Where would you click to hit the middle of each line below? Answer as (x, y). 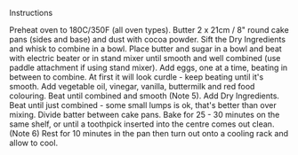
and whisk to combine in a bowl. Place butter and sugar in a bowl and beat (145, 49)
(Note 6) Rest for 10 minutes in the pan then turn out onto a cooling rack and (149, 133)
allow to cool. (34, 143)
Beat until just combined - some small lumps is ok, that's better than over (143, 105)
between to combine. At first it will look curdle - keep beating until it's (137, 77)
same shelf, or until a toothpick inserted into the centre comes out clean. (142, 124)
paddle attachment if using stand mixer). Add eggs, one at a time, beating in (149, 67)
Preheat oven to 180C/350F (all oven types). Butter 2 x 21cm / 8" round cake (149, 30)
